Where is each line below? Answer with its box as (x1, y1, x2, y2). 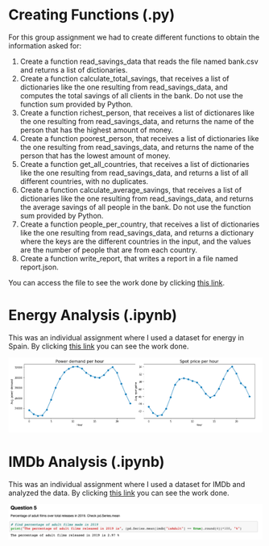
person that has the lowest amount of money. (19, 151, 171, 160)
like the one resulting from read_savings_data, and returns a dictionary (19, 227, 255, 237)
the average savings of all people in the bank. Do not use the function (19, 202, 251, 211)
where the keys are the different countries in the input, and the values (19, 236, 251, 246)
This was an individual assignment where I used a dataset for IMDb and (8, 479, 246, 489)
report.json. (19, 262, 59, 272)
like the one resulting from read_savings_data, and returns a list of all (19, 168, 249, 177)
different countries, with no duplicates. (19, 176, 149, 186)
